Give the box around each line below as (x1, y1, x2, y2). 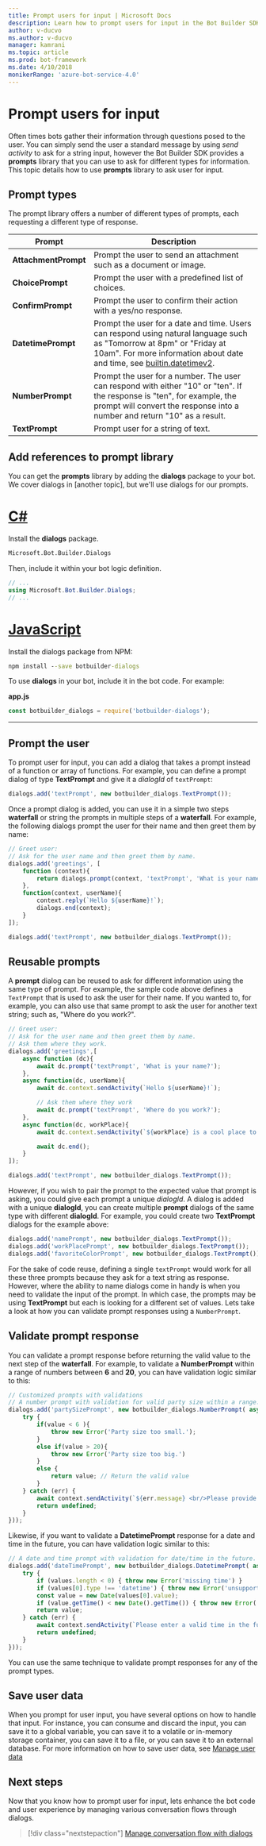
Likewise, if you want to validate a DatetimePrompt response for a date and (8, 1531, 256, 1540)
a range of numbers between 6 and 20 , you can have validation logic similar (8, 1367, 256, 1377)
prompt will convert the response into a (93, 400, 239, 411)
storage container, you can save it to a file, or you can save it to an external (8, 1736, 253, 1745)
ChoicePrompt (12, 277, 68, 288)
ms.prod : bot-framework (8, 56, 87, 64)
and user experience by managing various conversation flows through (8, 1805, 237, 1814)
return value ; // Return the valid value (50, 1472, 190, 1481)
